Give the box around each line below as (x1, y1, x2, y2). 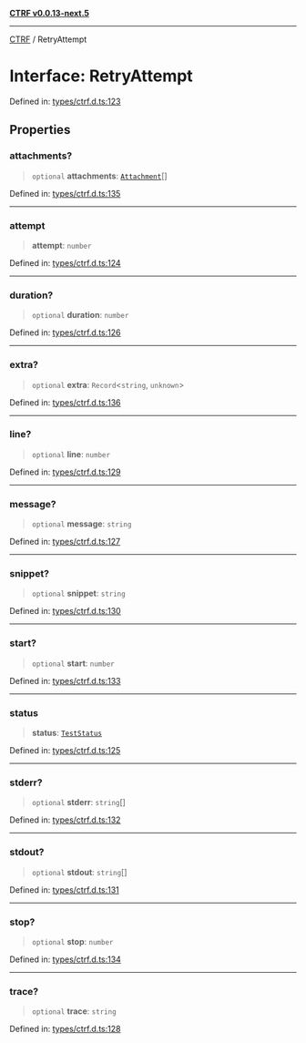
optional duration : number (31, 310, 129, 321)
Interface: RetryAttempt (9, 66, 193, 87)
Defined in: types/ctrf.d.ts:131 (9, 884, 120, 895)
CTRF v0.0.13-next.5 (9, 8, 89, 18)
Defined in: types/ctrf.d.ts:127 (9, 537, 121, 547)
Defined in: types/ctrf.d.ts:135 (9, 188, 121, 199)
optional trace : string (31, 1006, 117, 1017)
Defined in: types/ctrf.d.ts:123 (9, 96, 121, 107)
